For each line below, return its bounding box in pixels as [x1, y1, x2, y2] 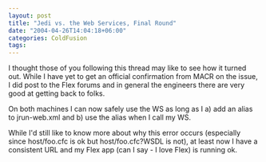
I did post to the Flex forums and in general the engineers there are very [8, 81, 245, 90]
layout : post [8, 11, 52, 20]
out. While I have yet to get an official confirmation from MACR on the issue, [8, 72, 258, 81]
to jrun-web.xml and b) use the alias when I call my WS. [8, 113, 192, 122]
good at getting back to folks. [8, 89, 105, 98]
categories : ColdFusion [8, 34, 88, 42]
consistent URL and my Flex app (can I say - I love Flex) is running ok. [8, 145, 238, 155]
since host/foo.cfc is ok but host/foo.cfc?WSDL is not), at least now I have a [8, 136, 258, 146]
